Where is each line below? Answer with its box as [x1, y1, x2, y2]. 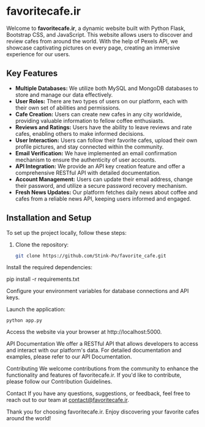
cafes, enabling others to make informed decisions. [15, 130, 145, 137]
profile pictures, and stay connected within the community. [15, 143, 164, 150]
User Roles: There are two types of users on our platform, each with [15, 97, 188, 105]
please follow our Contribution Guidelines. [6, 378, 113, 385]
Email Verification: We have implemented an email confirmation [15, 149, 177, 157]
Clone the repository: [15, 240, 69, 248]
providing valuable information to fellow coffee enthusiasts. [15, 117, 165, 124]
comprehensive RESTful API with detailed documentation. [15, 169, 161, 176]
